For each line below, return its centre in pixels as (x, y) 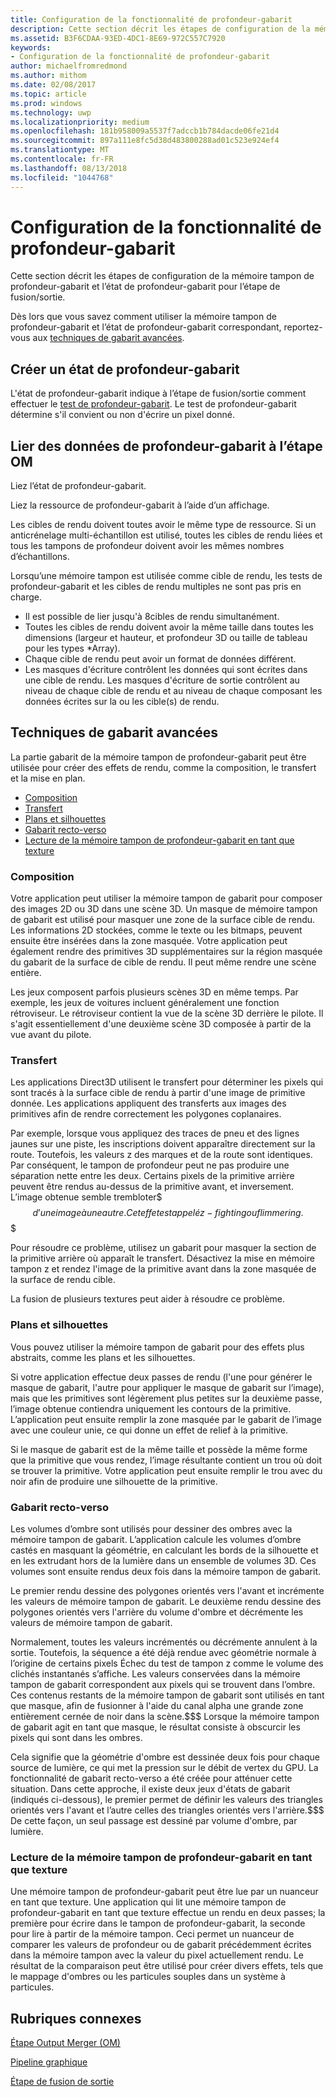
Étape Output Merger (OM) (65, 2043)
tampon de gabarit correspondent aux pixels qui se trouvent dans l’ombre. (163, 1685)
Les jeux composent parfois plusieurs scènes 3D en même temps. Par (154, 992)
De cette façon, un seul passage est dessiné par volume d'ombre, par (154, 1821)
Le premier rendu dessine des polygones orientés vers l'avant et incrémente (167, 1591)
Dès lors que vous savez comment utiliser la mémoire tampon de (143, 317)
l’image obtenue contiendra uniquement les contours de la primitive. (151, 1408)
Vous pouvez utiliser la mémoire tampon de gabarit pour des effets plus (157, 1347)
